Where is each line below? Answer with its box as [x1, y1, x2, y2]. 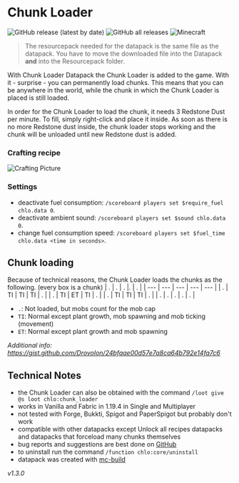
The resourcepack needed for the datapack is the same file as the [24, 41, 219, 50]
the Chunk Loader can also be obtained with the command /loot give [17, 388, 225, 397]
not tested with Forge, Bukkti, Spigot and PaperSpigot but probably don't [17, 410, 232, 418]
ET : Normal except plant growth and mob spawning [17, 327, 168, 336]
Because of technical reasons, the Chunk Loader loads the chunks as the [7, 275, 223, 284]
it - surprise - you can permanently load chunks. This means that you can [7, 78, 223, 86]
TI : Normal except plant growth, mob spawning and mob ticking [17, 312, 205, 321]
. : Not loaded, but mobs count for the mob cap [17, 305, 156, 313]
